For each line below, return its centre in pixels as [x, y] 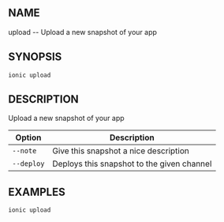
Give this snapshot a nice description [121, 151]
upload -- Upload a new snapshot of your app [83, 32]
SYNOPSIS [35, 57]
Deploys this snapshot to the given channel [132, 164]
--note [24, 151]
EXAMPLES [37, 192]
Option [28, 137]
